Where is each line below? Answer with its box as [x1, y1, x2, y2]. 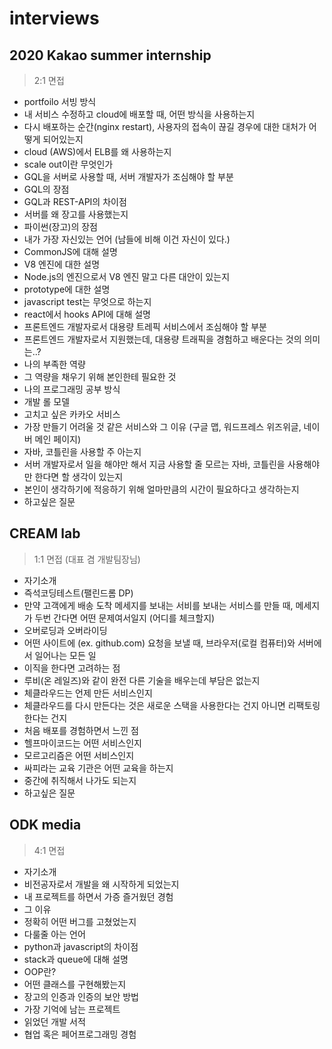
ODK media [9, 817, 82, 834]
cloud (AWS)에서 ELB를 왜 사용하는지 [23, 146, 172, 157]
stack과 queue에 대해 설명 [23, 953, 129, 965]
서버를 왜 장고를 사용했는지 [23, 208, 129, 220]
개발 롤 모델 [23, 396, 71, 407]
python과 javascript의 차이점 [23, 940, 139, 952]
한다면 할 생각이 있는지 [34, 471, 124, 482]
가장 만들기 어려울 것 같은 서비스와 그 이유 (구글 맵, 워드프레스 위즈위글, [23, 421, 302, 432]
